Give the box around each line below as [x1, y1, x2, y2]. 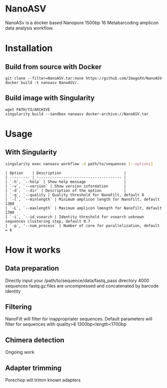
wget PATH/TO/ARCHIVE [5, 107, 50, 112]
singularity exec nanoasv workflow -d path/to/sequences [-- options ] [5, 161, 153, 166]
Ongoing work [5, 349, 34, 355]
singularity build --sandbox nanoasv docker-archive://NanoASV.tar [5, 111, 149, 116]
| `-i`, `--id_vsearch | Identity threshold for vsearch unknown [5, 214, 144, 219]
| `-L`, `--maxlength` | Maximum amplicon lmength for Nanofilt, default [5, 205, 162, 211]
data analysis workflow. [5, 25, 54, 31]
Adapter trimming [5, 363, 61, 372]
